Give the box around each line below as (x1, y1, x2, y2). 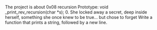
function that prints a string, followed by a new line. (5, 19, 108, 25)
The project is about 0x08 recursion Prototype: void (5, 4, 109, 10)
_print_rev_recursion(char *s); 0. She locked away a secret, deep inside (5, 9, 147, 15)
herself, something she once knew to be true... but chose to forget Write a (5, 15, 153, 20)
